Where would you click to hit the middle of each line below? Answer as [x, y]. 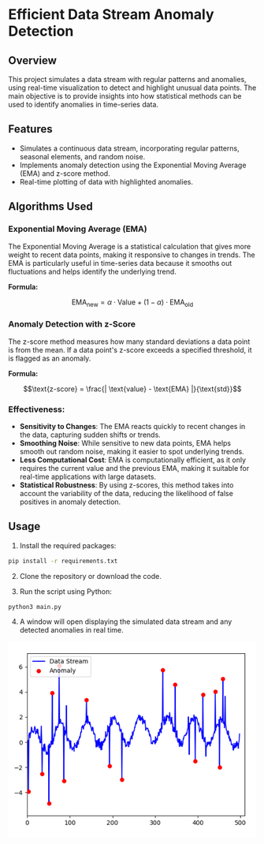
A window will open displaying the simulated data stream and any [126, 622]
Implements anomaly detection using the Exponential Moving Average [133, 165]
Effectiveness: [37, 409]
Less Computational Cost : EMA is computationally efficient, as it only [133, 460]
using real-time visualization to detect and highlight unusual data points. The [132, 88]
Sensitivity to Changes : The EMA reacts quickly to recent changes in [132, 426]
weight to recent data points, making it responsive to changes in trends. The [132, 255]
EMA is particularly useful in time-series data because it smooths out [120, 263]
